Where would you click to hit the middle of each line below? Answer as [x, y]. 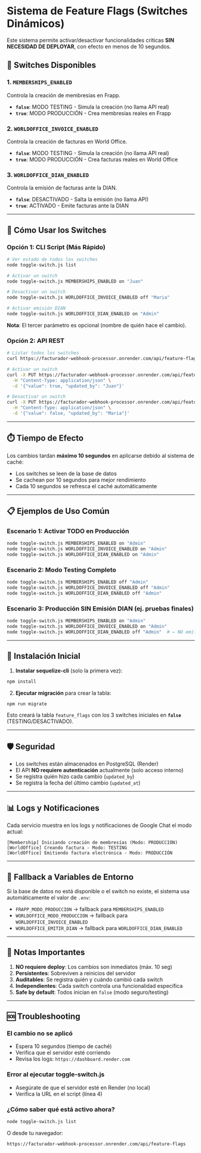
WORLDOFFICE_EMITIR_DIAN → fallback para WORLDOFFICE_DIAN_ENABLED [99, 928]
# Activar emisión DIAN [36, 308]
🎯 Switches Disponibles [51, 65]
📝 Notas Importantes [46, 952]
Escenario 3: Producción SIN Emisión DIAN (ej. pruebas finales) [101, 608]
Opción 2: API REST [36, 340]
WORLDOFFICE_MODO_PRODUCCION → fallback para [71, 915]
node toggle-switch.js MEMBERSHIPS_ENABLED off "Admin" [78, 582]
